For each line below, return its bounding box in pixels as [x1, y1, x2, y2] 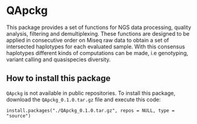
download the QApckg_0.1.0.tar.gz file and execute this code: [6, 96, 161, 103]
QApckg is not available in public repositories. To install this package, [6, 89, 176, 97]
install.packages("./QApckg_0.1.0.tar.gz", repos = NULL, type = [6, 107, 175, 114]
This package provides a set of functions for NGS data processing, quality [6, 24, 192, 31]
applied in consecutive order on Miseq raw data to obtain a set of [6, 36, 169, 44]
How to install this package [6, 73, 111, 83]
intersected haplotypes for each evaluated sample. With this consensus [6, 43, 185, 50]
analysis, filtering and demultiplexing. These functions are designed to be [6, 30, 190, 37]
